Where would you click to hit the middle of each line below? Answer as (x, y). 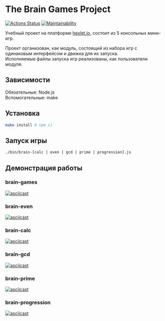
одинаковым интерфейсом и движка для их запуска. (62, 53)
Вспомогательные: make (32, 97)
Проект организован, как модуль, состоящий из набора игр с (71, 48)
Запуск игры (26, 140)
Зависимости (28, 80)
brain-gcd (18, 254)
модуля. (14, 64)
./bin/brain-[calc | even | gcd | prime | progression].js (68, 152)
